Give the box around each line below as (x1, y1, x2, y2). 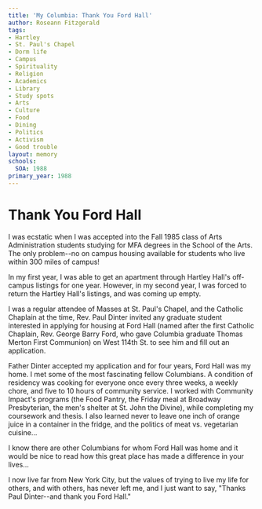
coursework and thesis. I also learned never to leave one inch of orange (8, 411, 241, 420)
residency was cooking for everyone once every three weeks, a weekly (8, 378, 238, 387)
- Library (8, 84, 41, 93)
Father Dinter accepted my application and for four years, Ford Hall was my (8, 361, 251, 370)
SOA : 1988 (15, 165, 47, 173)
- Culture (8, 107, 41, 115)
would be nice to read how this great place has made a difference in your (8, 451, 245, 460)
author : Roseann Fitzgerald (8, 19, 100, 27)
